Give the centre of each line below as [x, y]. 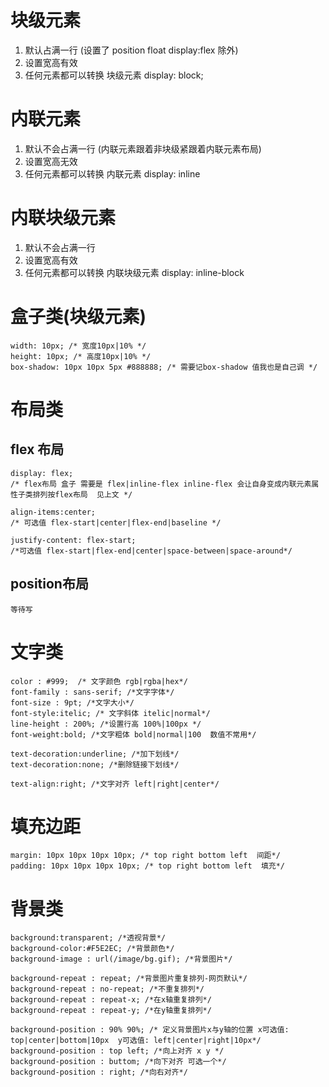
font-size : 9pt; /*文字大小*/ [72, 702]
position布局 [49, 584]
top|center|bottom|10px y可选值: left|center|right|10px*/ [136, 1041]
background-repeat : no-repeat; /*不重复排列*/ [107, 989]
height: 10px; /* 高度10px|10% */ [81, 356]
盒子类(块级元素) [78, 317]
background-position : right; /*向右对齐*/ [99, 1072]
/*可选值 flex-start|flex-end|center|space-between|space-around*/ [151, 551]
